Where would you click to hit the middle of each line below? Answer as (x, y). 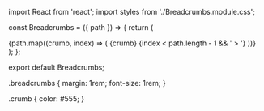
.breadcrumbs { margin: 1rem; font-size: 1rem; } (87, 83)
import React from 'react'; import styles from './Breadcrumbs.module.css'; (132, 12)
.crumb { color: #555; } (47, 99)
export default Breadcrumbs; (57, 67)
